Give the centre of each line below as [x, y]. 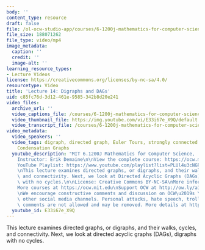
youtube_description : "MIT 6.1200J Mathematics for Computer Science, [103, 154]
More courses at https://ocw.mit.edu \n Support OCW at [87, 188]
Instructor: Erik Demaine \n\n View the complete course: [90, 159]
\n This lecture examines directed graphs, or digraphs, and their [103, 171]
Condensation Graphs [43, 148]
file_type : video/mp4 [34, 40]
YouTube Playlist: [41, 165]
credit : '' [26, 57]
